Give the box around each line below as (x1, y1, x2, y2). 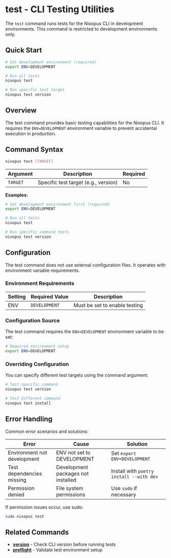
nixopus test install (5, 401, 51, 406)
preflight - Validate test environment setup (12, 547, 103, 553)
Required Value (30, 293, 69, 300)
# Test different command (5, 396, 60, 401)
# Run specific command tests (5, 230, 70, 235)
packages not (55, 470, 89, 477)
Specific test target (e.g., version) (38, 179, 118, 186)
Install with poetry (111, 467, 154, 475)
